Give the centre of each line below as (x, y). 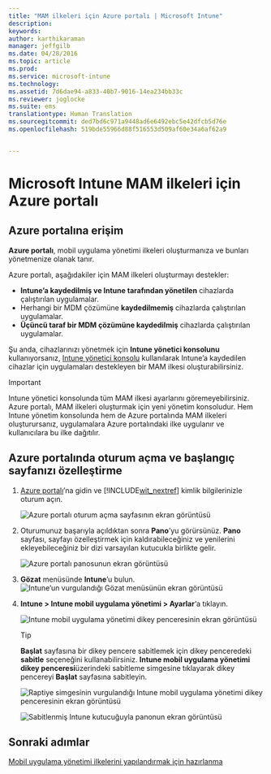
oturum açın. (41, 499)
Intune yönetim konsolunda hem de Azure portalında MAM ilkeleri (118, 415)
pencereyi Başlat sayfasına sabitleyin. (84, 677)
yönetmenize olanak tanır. (52, 259)
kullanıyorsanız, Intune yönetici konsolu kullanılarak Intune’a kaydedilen (127, 357)
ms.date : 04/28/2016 (43, 54)
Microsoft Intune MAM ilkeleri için (125, 183)
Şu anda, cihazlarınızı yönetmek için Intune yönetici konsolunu (114, 349)
